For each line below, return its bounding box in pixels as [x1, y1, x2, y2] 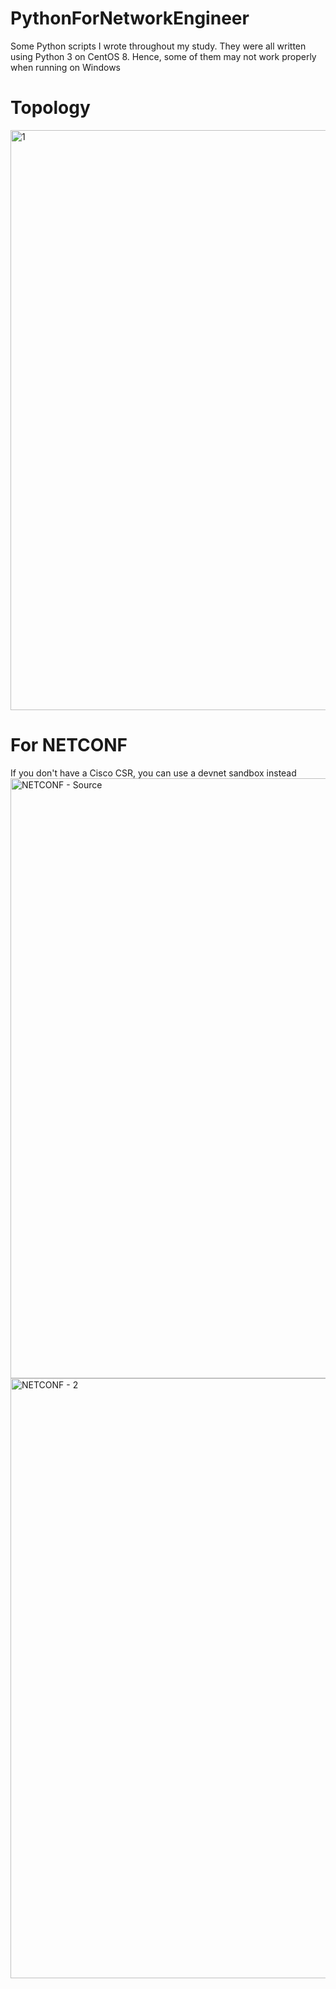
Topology [10, 97, 91, 119]
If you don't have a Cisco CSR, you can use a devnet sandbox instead [10, 767, 297, 779]
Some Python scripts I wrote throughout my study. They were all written [10, 40, 307, 52]
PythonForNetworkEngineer [10, 7, 250, 30]
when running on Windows [10, 61, 122, 73]
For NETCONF [10, 734, 128, 757]
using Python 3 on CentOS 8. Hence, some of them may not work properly [10, 50, 317, 62]
